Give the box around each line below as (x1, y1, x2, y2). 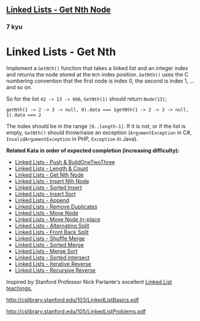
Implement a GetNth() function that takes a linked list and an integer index (6, 65, 189, 72)
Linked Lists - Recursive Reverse (14, 267, 96, 274)
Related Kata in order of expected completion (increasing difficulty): (6, 147, 180, 155)
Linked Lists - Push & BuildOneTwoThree (14, 159, 116, 166)
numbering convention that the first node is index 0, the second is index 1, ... (6, 77, 195, 84)
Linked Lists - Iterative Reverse (14, 261, 92, 268)
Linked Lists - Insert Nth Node (14, 178, 90, 185)
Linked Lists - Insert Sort (14, 190, 76, 198)
